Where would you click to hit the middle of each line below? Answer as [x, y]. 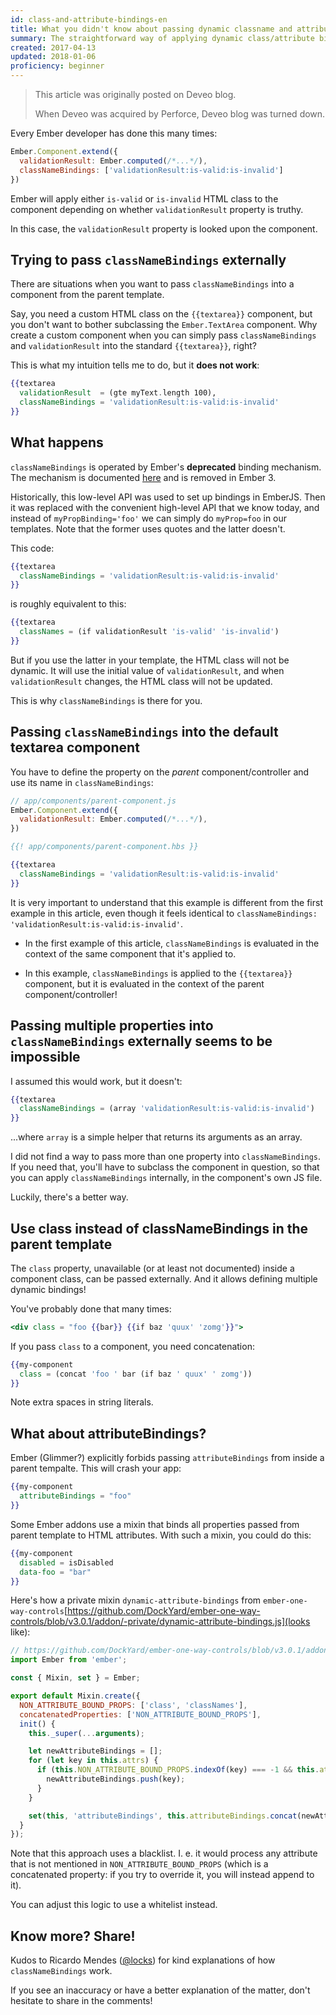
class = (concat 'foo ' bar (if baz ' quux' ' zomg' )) [136, 1374]
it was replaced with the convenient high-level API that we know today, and [165, 507]
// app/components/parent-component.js [93, 801]
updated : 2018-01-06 [53, 57]
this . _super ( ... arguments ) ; [86, 1733]
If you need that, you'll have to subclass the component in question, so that [165, 1167]
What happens [57, 442]
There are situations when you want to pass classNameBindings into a [152, 284]
